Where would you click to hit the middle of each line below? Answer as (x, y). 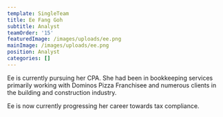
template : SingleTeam (38, 13)
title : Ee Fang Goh (35, 20)
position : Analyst (33, 52)
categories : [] (29, 58)
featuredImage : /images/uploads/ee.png (64, 39)
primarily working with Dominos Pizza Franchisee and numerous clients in (112, 85)
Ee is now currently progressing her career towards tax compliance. (103, 106)
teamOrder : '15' (30, 33)
